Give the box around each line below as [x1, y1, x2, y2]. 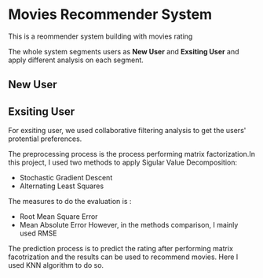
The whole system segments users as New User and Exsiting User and [8, 46, 239, 56]
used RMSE [19, 228, 57, 238]
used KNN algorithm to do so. [8, 261, 104, 270]
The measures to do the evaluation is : [8, 197, 132, 206]
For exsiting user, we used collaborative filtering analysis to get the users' [8, 126, 247, 135]
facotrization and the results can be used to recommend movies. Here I [8, 252, 239, 261]
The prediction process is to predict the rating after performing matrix [8, 244, 234, 254]
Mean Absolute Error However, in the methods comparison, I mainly [19, 221, 239, 230]
